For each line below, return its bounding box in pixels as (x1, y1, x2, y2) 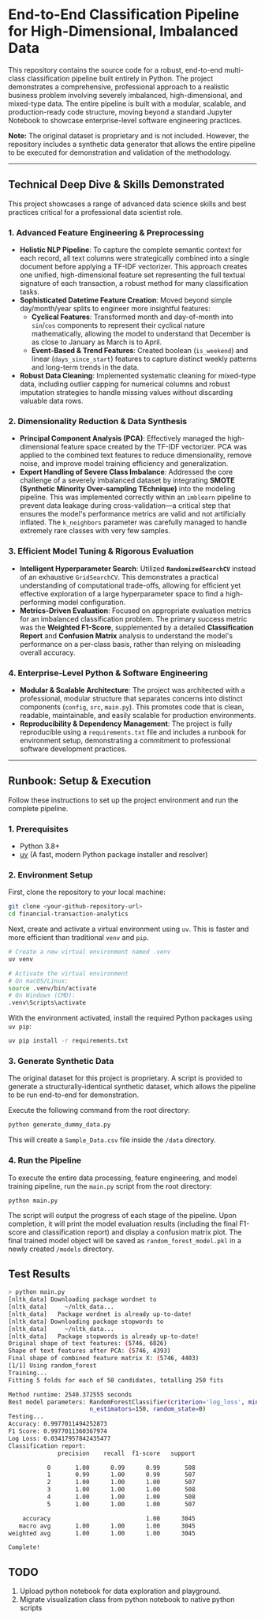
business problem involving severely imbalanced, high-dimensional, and (8, 90, 243, 100)
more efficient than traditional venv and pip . (8, 933, 149, 942)
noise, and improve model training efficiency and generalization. (19, 459, 229, 468)
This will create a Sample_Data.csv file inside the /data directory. (8, 1135, 217, 1145)
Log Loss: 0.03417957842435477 (8, 1434, 111, 1442)
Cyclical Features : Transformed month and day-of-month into (31, 312, 234, 321)
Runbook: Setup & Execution (8, 774, 151, 787)
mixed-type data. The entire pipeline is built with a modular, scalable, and (8, 99, 247, 108)
